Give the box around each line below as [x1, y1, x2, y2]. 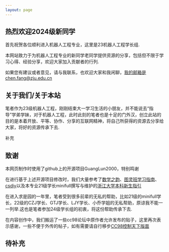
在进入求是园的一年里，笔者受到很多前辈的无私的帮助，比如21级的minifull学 [5, 193, 161, 199]
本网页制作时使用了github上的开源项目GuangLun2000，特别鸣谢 [5, 166, 139, 172]
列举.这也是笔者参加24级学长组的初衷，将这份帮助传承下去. [9, 206, 132, 212]
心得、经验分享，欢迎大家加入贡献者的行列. [9, 59, 100, 65]
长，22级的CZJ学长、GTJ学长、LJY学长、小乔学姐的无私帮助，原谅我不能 [5, 200, 159, 206]
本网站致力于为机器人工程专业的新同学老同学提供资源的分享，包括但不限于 [5, 53, 159, 59]
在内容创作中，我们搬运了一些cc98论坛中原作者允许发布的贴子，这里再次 [5, 217, 157, 223]
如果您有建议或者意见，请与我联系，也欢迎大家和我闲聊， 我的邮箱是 [5, 69, 146, 76]
